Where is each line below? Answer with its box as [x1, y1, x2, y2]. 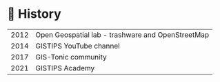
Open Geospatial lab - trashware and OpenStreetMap [35, 30, 210, 40]
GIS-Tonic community [35, 52, 107, 61]
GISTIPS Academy [35, 63, 95, 72]
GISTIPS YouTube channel [35, 41, 120, 51]
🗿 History [7, 6, 62, 22]
